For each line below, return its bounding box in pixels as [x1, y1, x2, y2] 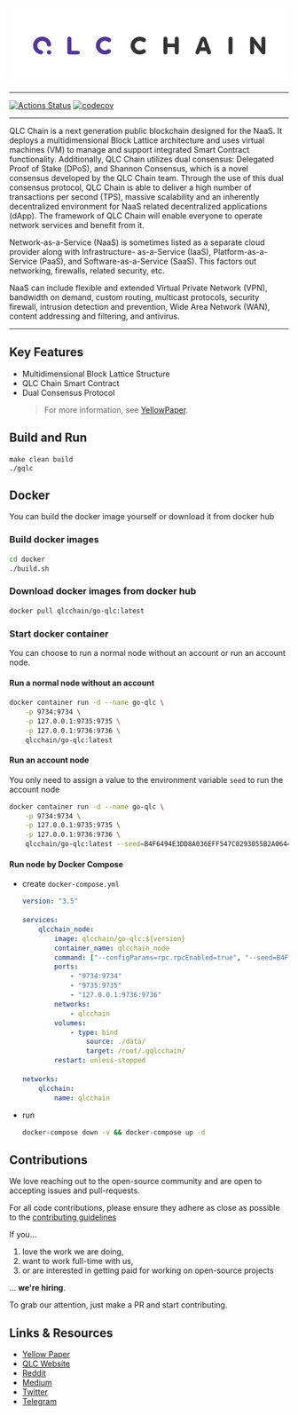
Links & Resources [9, 1325, 114, 1340]
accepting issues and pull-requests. [9, 1185, 140, 1196]
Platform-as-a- [212, 247, 268, 257]
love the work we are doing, [21, 1246, 124, 1257]
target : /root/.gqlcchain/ [85, 1047, 186, 1055]
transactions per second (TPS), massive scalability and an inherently [9, 192, 260, 202]
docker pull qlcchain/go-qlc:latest [9, 606, 145, 615]
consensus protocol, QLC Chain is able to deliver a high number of [9, 182, 252, 193]
